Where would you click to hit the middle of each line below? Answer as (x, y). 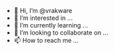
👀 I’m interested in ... (43, 18)
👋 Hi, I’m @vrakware (43, 11)
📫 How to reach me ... (46, 40)
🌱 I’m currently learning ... (51, 25)
